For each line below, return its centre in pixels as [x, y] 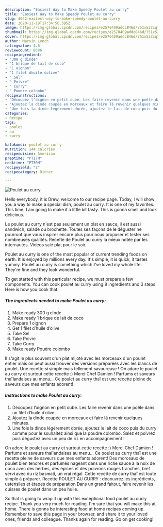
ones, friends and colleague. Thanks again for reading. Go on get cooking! [79, 519]
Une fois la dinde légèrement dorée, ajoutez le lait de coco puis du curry [84, 428]
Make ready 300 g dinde [37, 313]
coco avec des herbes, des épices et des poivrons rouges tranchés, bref [78, 469]
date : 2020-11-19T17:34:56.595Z [38, 23]
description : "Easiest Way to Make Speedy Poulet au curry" [67, 9]
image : [12, 28]
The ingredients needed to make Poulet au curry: [56, 300]
